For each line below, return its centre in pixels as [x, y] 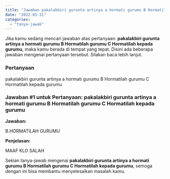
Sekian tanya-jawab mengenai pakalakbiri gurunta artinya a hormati [77, 160]
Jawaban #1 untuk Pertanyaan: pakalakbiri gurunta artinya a [81, 97]
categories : [18, 19]
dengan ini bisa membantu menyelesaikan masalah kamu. [65, 171]
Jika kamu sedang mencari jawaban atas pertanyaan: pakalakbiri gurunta [82, 39]
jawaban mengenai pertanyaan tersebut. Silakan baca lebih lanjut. [74, 55]
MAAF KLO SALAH [25, 151]
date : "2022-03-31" [26, 15]
